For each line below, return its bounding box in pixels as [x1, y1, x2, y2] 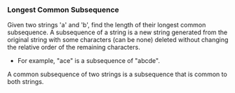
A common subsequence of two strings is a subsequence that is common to [7, 70, 228, 78]
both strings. [7, 78, 44, 86]
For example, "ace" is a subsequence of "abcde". [17, 57, 160, 65]
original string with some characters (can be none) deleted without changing [7, 36, 229, 44]
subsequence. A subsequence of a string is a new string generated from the [7, 28, 228, 36]
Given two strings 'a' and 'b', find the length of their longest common [7, 21, 206, 29]
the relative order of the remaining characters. [7, 43, 140, 52]
